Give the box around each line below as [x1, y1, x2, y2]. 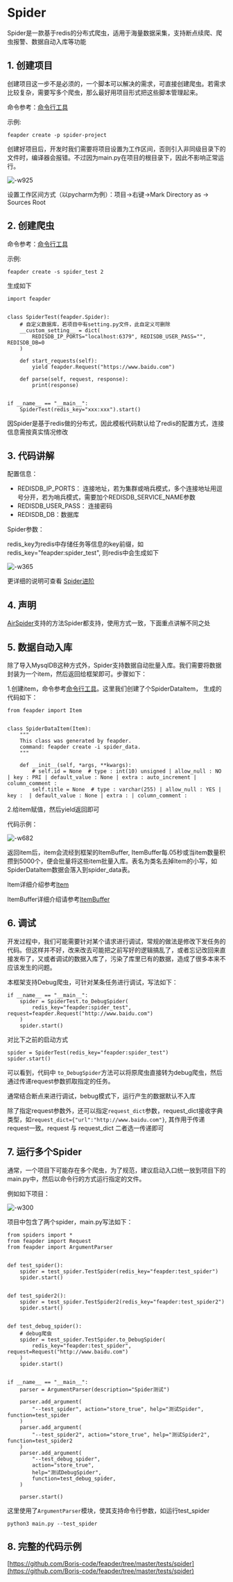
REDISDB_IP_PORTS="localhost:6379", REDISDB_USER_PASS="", [32, 333, 207, 340]
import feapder [7, 295, 51, 302]
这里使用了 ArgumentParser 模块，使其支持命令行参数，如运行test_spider [7, 1506, 210, 1515]
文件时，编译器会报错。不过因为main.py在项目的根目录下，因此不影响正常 [7, 153, 218, 161]
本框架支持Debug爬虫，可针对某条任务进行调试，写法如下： [7, 978, 178, 986]
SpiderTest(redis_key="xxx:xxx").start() [19, 406, 141, 413]
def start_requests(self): [19, 357, 98, 364]
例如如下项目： [7, 1189, 50, 1198]
